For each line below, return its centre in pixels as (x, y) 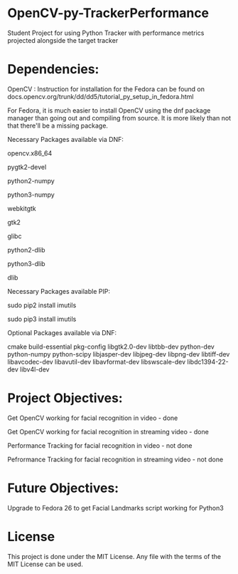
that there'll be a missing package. (58, 125)
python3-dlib (26, 263)
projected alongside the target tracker (63, 40)
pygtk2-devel (27, 167)
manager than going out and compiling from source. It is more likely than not (119, 118)
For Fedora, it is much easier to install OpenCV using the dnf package (109, 110)
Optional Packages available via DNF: (62, 332)
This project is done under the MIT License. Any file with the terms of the (114, 556)
